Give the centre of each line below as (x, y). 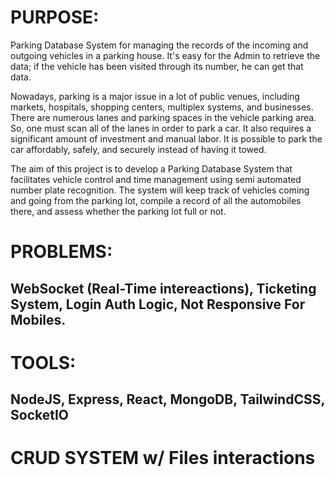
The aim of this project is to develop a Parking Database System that (151, 168)
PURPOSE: (55, 17)
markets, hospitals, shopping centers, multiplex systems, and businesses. (162, 107)
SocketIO (40, 415)
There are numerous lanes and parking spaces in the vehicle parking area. (163, 117)
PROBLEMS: (61, 252)
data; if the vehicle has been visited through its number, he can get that (157, 66)
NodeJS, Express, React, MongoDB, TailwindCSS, (167, 399)
